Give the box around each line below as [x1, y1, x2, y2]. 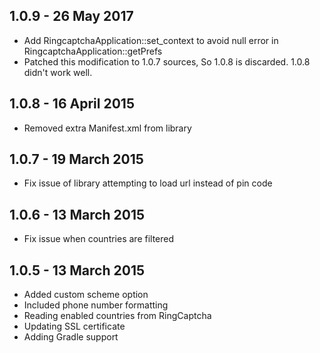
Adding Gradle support [23, 331, 119, 343]
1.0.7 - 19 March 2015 [9, 151, 144, 168]
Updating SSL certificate [23, 320, 126, 333]
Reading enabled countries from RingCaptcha [23, 310, 212, 322]
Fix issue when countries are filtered [23, 233, 175, 245]
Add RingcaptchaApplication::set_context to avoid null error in [23, 34, 279, 46]
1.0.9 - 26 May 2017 [9, 8, 134, 25]
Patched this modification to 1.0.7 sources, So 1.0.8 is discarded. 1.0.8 [23, 55, 311, 68]
